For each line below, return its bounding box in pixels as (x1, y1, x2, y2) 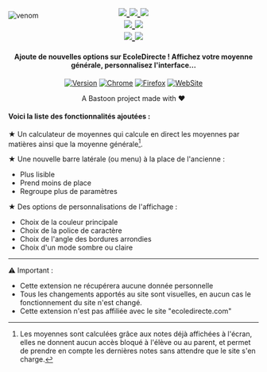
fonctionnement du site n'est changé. (19, 298, 143, 308)
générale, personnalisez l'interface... (71, 60, 196, 70)
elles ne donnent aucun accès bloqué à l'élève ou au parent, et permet (19, 338, 251, 347)
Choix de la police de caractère (19, 226, 122, 235)
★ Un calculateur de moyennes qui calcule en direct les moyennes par (8, 129, 240, 138)
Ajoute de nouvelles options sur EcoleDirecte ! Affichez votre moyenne (14, 52, 253, 61)
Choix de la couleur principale (19, 218, 118, 227)
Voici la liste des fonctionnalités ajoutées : (8, 111, 151, 122)
